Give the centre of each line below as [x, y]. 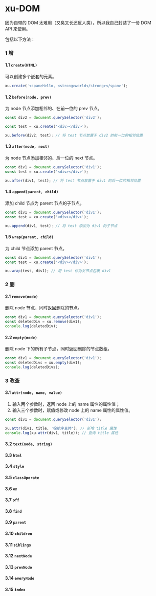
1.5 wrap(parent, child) [29, 237]
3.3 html [13, 455]
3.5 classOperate [22, 477]
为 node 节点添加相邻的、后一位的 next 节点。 [51, 158]
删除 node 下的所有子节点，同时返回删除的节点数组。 [59, 349]
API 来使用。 [18, 29]
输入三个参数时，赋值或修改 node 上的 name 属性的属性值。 [72, 410]
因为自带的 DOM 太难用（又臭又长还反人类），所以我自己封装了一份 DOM [78, 23]
